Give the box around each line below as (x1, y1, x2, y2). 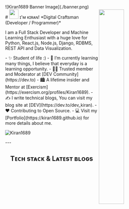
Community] (53, 71, 79, 77)
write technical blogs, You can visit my (14, 95, 93, 101)
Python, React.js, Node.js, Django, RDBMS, (5, 40, 93, 46)
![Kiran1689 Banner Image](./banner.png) (5, 4, 89, 9)
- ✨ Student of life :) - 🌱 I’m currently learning (5, 55, 98, 61)
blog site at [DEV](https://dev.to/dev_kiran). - (5, 102, 97, 108)
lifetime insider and (50, 77, 90, 83)
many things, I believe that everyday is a (5, 61, 87, 66)
